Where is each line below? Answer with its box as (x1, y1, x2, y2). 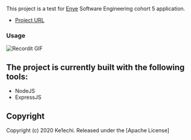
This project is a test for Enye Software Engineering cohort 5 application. (6, 5, 186, 12)
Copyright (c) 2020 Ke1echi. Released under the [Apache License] (6, 126, 169, 133)
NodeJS (14, 88, 35, 95)
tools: (6, 71, 28, 82)
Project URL (14, 17, 45, 23)
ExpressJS (14, 94, 42, 101)
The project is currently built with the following (6, 62, 185, 72)
